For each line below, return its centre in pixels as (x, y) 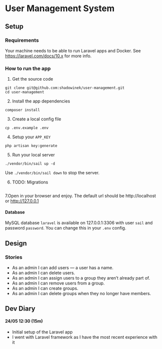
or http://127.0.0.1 (22, 201)
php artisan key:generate (31, 146)
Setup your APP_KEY (31, 137)
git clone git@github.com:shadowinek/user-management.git (65, 88)
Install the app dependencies (41, 101)
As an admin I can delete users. (43, 273)
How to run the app (28, 68)
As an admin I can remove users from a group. (58, 283)
